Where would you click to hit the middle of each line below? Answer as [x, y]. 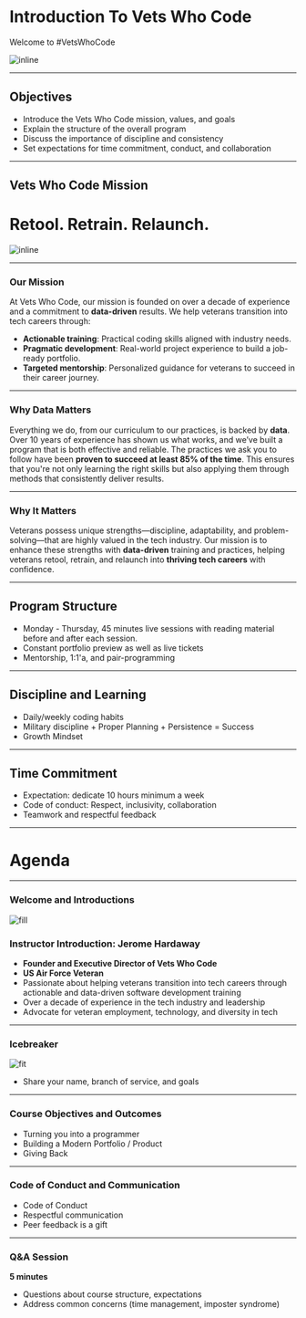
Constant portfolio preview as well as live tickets [113, 648]
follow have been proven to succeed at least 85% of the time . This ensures [152, 459]
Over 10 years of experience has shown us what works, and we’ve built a [146, 439]
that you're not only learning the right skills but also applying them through [149, 468]
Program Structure [64, 607]
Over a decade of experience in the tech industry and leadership [144, 1002]
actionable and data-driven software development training [132, 992]
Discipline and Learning [78, 695]
